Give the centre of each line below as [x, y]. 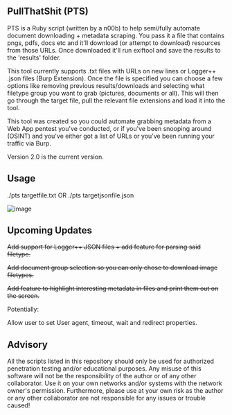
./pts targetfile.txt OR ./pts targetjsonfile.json [71, 195]
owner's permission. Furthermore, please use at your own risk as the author [115, 391]
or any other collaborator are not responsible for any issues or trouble [107, 398]
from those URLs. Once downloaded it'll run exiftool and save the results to [114, 50]
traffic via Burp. [29, 143]
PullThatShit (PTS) [48, 11]
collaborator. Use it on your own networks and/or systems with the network [115, 383]
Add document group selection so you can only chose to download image [113, 268]
